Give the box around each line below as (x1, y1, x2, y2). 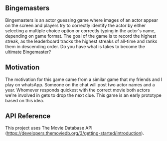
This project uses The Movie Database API (5, 125, 93, 131)
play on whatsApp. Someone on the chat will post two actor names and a (5, 81, 156, 87)
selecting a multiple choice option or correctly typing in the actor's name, (5, 27, 156, 34)
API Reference (5, 112, 51, 121)
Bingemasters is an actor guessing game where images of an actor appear (5, 17, 159, 23)
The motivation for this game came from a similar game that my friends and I (5, 76, 163, 82)
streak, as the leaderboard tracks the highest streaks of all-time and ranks (5, 38, 158, 44)
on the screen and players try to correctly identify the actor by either (5, 22, 146, 28)
